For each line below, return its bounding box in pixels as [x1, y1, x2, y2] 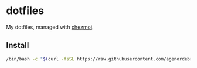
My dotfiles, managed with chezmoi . [6, 23, 94, 30]
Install [6, 40, 29, 50]
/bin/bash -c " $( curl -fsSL [6, 56, 75, 62]
